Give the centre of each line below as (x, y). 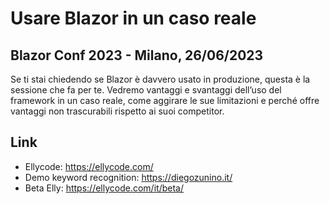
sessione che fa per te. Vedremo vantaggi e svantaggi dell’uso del (146, 90)
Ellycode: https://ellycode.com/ (89, 166)
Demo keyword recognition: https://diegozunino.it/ (128, 177)
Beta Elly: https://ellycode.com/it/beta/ (104, 188)
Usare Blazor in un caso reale (133, 18)
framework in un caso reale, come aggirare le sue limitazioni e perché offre (165, 100)
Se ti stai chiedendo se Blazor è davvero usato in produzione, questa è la (160, 79)
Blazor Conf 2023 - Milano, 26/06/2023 (137, 55)
